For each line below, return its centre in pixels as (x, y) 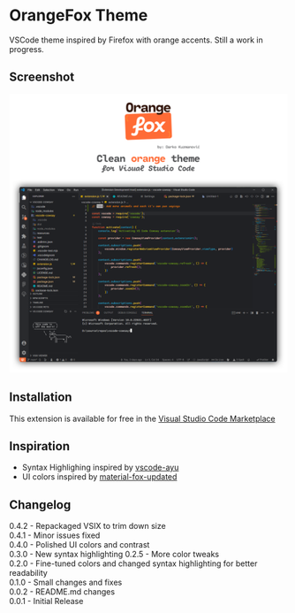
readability (29, 573)
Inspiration (40, 446)
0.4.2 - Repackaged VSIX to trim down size (87, 526)
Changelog (40, 505)
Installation (41, 398)
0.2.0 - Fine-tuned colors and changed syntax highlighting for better (133, 563)
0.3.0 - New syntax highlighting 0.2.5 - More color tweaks (114, 555)
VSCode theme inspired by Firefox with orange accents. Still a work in (136, 40)
